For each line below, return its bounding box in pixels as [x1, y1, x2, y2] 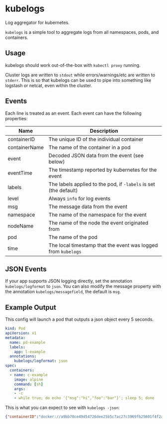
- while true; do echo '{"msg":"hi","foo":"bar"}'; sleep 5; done [14, 396, 155, 401]
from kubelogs [48, 248, 82, 255]
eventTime [7, 169, 32, 176]
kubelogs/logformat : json [14, 359, 68, 364]
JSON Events [5, 265, 47, 273]
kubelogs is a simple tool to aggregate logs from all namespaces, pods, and [5, 29, 159, 35]
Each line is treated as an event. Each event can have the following [5, 110, 142, 116]
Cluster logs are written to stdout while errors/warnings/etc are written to [5, 72, 156, 78]
